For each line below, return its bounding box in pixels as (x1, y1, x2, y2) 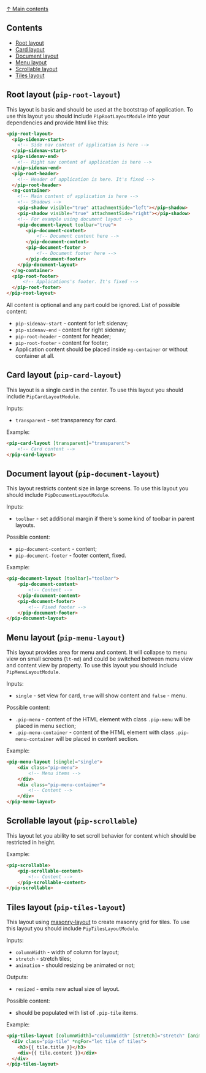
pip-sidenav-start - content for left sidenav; (15, 320, 128, 327)
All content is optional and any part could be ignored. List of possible (6, 301, 180, 308)
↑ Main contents (6, 6, 49, 12)
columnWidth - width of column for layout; (15, 949, 120, 956)
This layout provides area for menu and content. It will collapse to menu (6, 649, 187, 656)
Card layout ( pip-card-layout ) (6, 370, 121, 381)
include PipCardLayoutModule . (6, 392, 81, 400)
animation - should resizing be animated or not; (15, 961, 135, 969)
